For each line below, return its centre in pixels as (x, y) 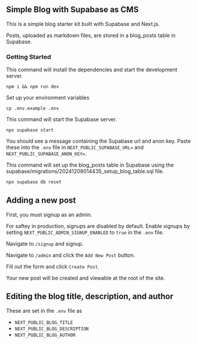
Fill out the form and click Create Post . (53, 266)
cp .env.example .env (33, 108)
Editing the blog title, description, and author (90, 297)
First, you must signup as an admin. (49, 214)
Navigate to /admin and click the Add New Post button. (71, 255)
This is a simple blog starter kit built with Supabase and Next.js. (83, 24)
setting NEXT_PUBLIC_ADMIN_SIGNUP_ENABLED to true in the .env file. (85, 232)
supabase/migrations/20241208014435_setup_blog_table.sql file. (85, 171)
